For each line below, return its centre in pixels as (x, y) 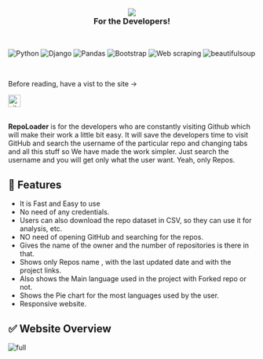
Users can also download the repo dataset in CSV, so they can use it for (136, 221)
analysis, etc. (41, 229)
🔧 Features (35, 185)
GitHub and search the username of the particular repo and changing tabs (128, 143)
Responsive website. (53, 304)
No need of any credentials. (64, 212)
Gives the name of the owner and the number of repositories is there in (134, 245)
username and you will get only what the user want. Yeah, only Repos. (122, 160)
